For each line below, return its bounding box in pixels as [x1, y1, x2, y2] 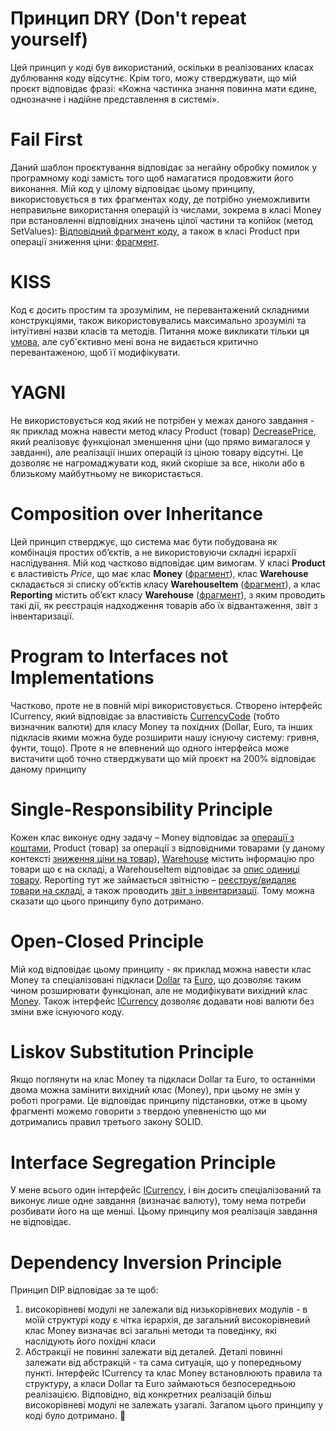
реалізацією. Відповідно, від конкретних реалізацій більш [24, 1388, 272, 1401]
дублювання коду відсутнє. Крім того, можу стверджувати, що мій [10, 72, 297, 84]
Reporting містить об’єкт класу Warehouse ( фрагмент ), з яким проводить [10, 588, 326, 601]
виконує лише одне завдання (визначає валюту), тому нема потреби [10, 1195, 307, 1207]
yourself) [10, 28, 89, 51]
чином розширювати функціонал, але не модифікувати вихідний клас [10, 984, 308, 996]
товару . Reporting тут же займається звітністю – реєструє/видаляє [10, 873, 297, 886]
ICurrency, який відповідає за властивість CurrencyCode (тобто [10, 710, 280, 722]
